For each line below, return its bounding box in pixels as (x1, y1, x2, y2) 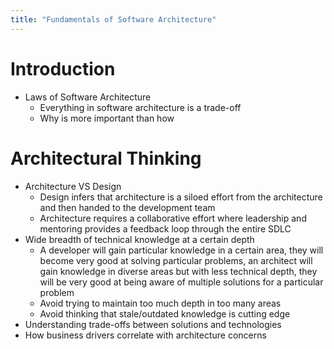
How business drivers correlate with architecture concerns (24, 329, 267, 341)
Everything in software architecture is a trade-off (39, 101, 242, 113)
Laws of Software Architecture (24, 91, 152, 103)
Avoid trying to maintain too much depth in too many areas (39, 297, 282, 309)
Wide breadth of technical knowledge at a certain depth (24, 233, 255, 245)
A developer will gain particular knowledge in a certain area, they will (39, 244, 324, 256)
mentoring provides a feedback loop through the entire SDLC (39, 222, 292, 235)
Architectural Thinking (10, 147, 202, 170)
